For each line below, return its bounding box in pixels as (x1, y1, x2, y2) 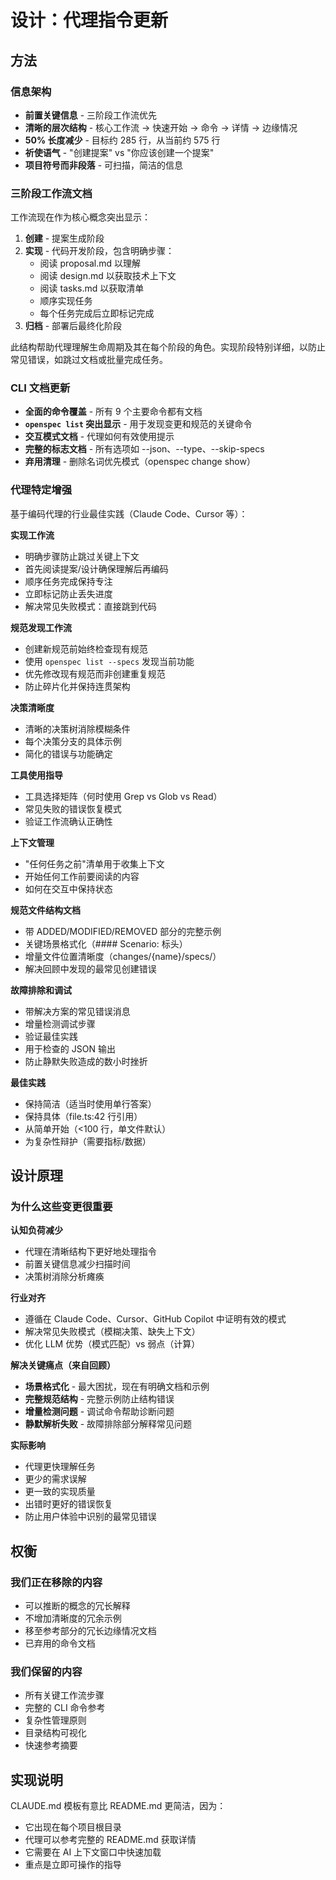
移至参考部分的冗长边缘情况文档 (24, 1625, 157, 1637)
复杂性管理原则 (24, 1714, 87, 1726)
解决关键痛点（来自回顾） (10, 1359, 116, 1371)
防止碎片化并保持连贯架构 (24, 680, 131, 692)
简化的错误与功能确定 (24, 747, 113, 760)
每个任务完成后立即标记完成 (39, 307, 155, 320)
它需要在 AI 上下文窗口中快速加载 (24, 1846, 162, 1858)
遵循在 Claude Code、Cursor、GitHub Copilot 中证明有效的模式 (24, 1313, 287, 1325)
